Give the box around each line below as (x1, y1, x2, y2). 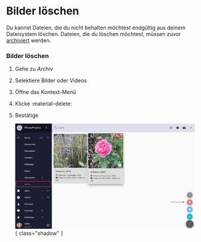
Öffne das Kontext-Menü (14, 89, 77, 96)
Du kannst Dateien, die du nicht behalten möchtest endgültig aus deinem (6, 24, 185, 31)
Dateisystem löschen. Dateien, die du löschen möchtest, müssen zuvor (6, 30, 181, 37)
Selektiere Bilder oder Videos (14, 77, 87, 84)
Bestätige (14, 112, 39, 119)
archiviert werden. (6, 37, 51, 44)
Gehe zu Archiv (14, 65, 53, 72)
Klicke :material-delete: (14, 100, 72, 107)
